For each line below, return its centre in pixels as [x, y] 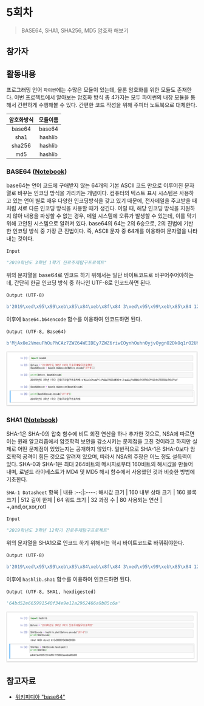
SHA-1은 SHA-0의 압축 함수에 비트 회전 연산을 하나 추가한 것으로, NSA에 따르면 [100, 434]
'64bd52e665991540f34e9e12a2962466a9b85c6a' [63, 603]
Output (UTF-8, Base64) [36, 332]
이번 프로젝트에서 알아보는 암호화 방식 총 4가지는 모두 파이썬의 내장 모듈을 [102, 97]
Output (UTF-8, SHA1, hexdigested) [51, 592]
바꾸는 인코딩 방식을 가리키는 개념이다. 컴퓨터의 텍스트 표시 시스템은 [97, 193]
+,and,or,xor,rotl [26, 507]
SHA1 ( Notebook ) [32, 420]
